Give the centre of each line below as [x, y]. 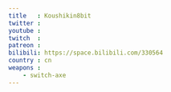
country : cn [30, 61]
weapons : [25, 68]
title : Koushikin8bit [50, 16]
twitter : [25, 23]
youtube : [25, 30]
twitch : [25, 38]
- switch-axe [45, 75]
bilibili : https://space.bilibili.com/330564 [85, 53]
